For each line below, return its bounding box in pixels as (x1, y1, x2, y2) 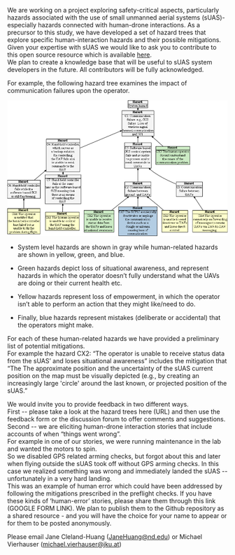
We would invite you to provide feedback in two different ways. (7, 400, 189, 408)
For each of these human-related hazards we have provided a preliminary (7, 334, 220, 342)
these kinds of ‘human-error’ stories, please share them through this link (7, 496, 216, 505)
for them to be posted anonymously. (7, 519, 112, 527)
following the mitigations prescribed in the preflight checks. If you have (7, 489, 212, 498)
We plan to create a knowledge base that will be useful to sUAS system (7, 58, 213, 66)
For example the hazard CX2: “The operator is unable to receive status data (7, 349, 225, 358)
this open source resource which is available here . (7, 50, 152, 59)
